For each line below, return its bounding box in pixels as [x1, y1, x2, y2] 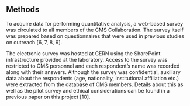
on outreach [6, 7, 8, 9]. [6, 38, 63, 45]
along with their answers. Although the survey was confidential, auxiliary [6, 68, 181, 75]
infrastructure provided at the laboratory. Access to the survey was [6, 56, 168, 63]
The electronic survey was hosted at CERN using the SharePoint [6, 50, 161, 57]
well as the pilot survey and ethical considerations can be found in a [6, 87, 170, 94]
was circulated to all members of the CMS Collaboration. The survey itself [6, 26, 184, 33]
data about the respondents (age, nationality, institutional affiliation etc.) [6, 75, 179, 82]
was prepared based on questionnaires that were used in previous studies [6, 32, 185, 40]
